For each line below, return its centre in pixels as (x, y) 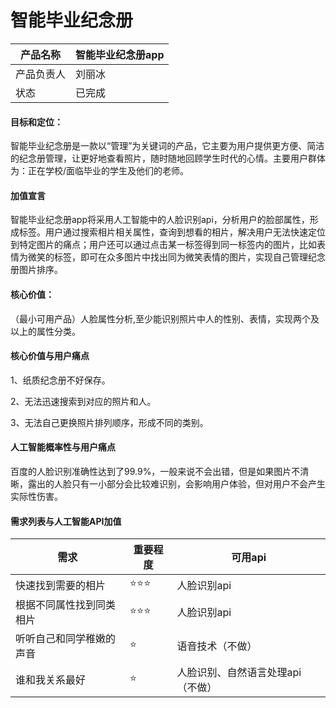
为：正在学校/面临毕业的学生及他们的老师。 (100, 171)
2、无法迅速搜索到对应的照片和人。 (83, 401)
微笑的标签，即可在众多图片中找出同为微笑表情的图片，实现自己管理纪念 (176, 257)
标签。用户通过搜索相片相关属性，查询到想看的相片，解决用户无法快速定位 (172, 232)
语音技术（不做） (217, 646)
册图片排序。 (36, 270)
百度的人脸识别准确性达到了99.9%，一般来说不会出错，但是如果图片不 (155, 471)
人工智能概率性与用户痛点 (63, 447)
